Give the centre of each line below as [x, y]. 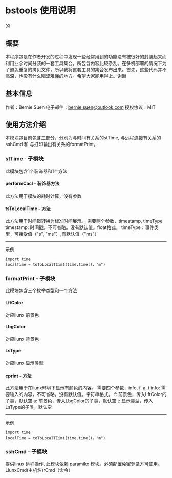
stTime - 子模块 [25, 159]
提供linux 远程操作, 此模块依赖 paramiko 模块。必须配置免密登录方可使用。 [84, 464]
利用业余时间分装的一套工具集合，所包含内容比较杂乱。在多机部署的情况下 [84, 63]
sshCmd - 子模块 [26, 452]
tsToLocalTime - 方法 [28, 209]
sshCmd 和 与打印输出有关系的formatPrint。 [52, 144]
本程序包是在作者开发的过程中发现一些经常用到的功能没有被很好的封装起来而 [86, 56]
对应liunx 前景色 [22, 315]
